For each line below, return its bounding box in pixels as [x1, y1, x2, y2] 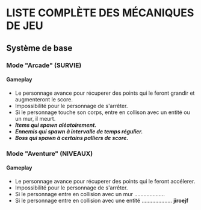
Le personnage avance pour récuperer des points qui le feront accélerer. [14, 177, 196, 185]
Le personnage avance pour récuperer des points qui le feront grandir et [14, 89, 195, 97]
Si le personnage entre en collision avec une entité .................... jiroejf [14, 197, 188, 204]
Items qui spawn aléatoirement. [14, 121, 97, 129]
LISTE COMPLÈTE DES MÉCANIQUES [6, 6, 194, 20]
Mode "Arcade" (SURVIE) [6, 61, 82, 69]
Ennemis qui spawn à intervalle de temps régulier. [14, 127, 143, 135]
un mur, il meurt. [14, 115, 56, 122]
